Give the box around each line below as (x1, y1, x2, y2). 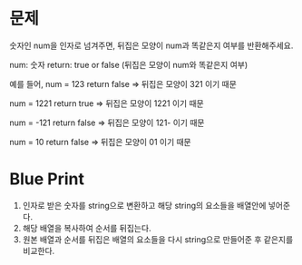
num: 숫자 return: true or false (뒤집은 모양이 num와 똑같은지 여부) (9, 59, 248, 70)
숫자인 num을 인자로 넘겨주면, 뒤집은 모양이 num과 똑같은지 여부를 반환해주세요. (9, 40, 294, 51)
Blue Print (9, 169, 84, 190)
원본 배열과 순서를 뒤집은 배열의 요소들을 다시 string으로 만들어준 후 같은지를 (22, 233, 294, 245)
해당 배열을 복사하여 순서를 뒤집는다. (22, 222, 151, 233)
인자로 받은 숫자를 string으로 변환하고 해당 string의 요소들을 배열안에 (22, 200, 267, 211)
